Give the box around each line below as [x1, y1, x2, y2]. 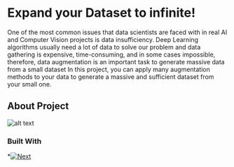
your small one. [7, 80, 52, 88]
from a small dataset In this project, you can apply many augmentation [7, 65, 210, 73]
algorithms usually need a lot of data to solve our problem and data [7, 43, 201, 51]
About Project [7, 100, 69, 112]
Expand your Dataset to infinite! [7, 5, 196, 21]
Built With [7, 136, 42, 146]
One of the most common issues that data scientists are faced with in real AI [7, 28, 228, 36]
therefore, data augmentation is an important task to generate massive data [7, 57, 226, 66]
